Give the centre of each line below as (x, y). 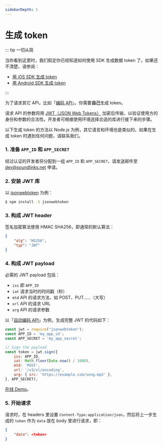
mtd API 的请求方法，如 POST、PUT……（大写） (60, 298)
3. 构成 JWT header (29, 215)
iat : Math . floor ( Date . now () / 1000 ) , (52, 361)
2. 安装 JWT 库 (22, 181)
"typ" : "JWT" (27, 245)
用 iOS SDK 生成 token (34, 77)
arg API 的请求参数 (31, 310)
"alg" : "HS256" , (31, 241)
